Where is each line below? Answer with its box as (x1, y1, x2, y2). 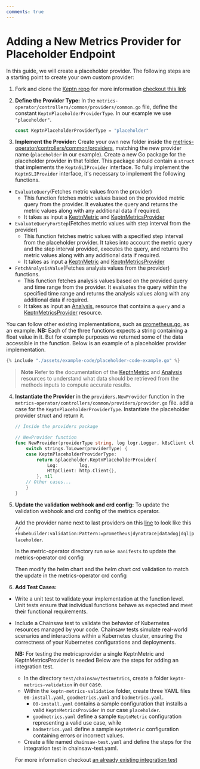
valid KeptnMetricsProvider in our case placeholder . (32, 706, 161, 713)
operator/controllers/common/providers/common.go (14, 104, 141, 110)
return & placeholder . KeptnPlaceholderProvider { (36, 457, 157, 463)
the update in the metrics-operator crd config (14, 572, 127, 579)
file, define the (142, 103, 178, 110)
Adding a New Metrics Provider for (6, 34, 181, 48)
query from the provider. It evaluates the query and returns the (23, 201, 178, 208)
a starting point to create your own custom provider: (6, 73, 134, 81)
